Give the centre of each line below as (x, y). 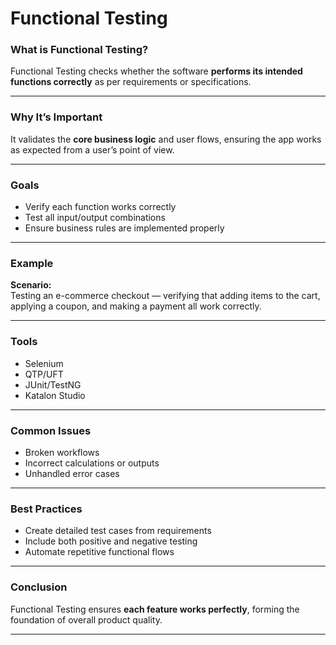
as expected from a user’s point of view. (92, 149)
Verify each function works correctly (100, 207)
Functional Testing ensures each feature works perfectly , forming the (155, 609)
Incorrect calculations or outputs (92, 463)
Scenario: (31, 285)
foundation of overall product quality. (86, 619)
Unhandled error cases (72, 473)
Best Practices (46, 509)
